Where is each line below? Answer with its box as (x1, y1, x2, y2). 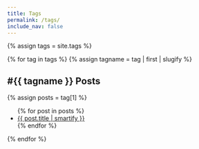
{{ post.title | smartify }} (17, 115, 85, 123)
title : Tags (7, 10, 41, 17)
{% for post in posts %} (17, 107, 85, 115)
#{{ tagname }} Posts (7, 75, 101, 87)
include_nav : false (7, 23, 64, 30)
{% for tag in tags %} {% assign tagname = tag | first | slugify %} (7, 55, 192, 63)
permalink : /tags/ (7, 17, 60, 23)
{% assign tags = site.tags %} (7, 42, 92, 50)
